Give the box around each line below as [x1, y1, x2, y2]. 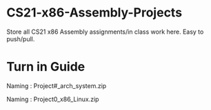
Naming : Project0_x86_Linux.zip [6, 95, 99, 103]
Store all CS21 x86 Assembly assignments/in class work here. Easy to [6, 27, 204, 36]
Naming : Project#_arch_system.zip [6, 81, 107, 90]
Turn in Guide [6, 59, 86, 75]
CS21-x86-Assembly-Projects [6, 5, 183, 21]
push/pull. [6, 34, 35, 43]
